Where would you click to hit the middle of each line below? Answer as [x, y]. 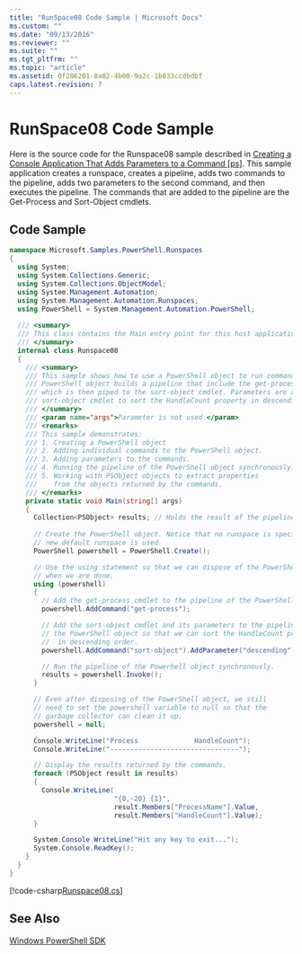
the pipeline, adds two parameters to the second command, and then [137, 182]
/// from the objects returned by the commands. [124, 484]
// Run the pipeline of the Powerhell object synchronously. [159, 667]
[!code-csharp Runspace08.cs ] [66, 890]
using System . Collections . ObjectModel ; [92, 284]
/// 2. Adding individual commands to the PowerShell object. [144, 451]
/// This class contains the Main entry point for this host [134, 334]
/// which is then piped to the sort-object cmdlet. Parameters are [156, 393]
